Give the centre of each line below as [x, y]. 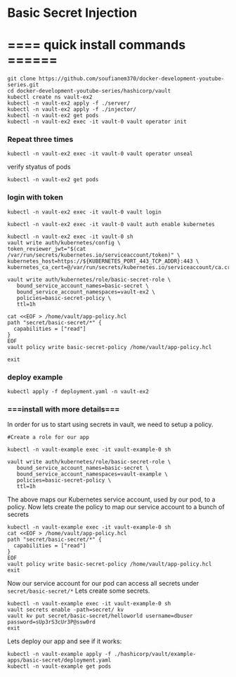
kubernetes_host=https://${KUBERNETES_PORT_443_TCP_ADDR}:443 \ [103, 261]
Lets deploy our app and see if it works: [65, 641]
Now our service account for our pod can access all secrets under [103, 584]
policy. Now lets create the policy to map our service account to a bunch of [116, 507]
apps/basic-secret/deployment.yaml [59, 660]
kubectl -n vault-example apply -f [59, 655]
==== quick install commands [97, 45]
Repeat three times [40, 140]
